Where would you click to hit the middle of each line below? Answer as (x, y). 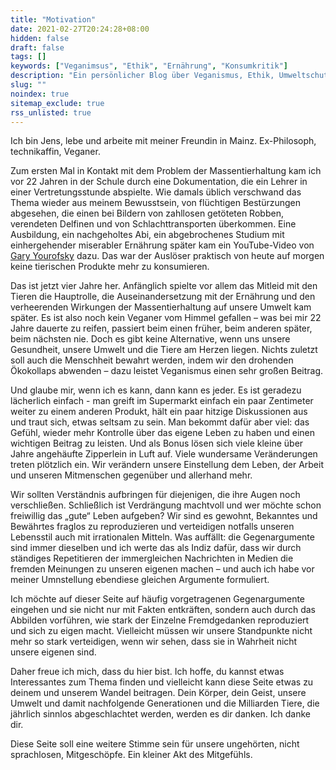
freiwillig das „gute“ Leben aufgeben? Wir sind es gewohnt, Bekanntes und (164, 516)
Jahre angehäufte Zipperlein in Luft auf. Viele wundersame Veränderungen (164, 454)
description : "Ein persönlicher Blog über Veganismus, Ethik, (142, 76)
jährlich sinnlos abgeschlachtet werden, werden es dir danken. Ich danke (161, 714)
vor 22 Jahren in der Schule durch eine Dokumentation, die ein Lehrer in (159, 182)
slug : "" (28, 85)
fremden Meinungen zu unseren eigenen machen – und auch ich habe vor (162, 569)
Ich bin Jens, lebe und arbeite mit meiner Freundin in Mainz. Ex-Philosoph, (163, 141)
